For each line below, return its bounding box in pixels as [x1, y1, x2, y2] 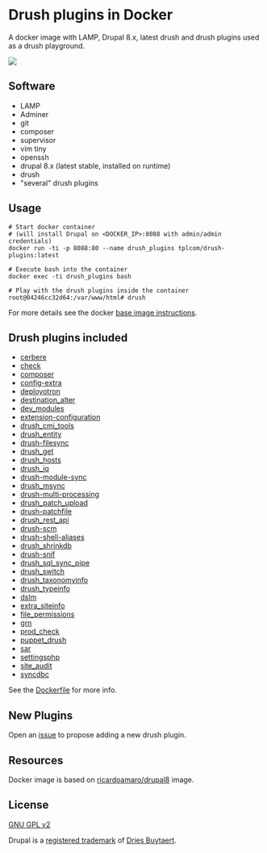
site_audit [19, 661, 52, 671]
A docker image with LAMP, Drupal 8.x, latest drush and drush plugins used [8, 32, 260, 42]
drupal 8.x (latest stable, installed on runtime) [19, 161, 171, 170]
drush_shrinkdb [19, 541, 73, 550]
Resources [8, 753, 64, 767]
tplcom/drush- [177, 244, 226, 252]
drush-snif [19, 550, 56, 559]
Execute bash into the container [15, 265, 128, 274]
